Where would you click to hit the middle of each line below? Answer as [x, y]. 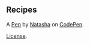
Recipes [22, 10]
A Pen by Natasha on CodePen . [45, 24]
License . [17, 36]
